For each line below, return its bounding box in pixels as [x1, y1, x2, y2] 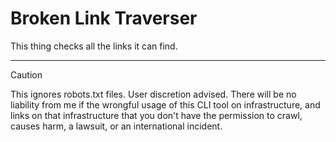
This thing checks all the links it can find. [10, 40, 178, 52]
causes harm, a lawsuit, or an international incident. [10, 120, 223, 132]
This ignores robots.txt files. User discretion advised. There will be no [10, 88, 297, 100]
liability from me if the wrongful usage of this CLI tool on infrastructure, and [10, 98, 321, 111]
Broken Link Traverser [10, 7, 198, 30]
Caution [10, 68, 43, 81]
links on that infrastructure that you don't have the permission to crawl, [10, 109, 303, 121]
